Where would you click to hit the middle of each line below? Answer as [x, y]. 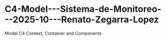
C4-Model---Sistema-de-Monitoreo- [83, 9]
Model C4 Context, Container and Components [53, 33]
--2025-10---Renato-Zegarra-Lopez [82, 20]
